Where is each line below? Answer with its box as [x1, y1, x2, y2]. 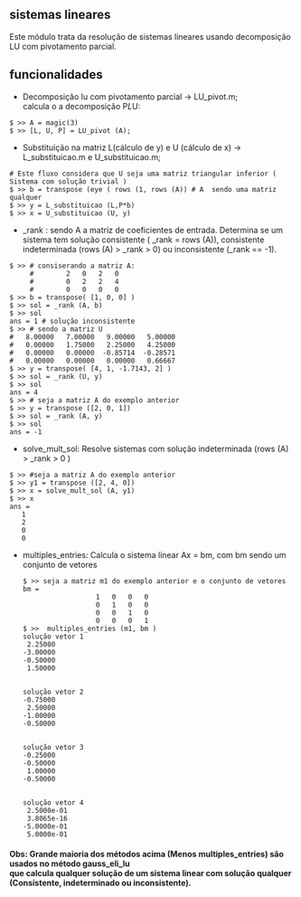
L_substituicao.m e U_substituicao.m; [22, 151, 161, 162]
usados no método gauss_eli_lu [9, 858, 130, 869]
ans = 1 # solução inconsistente [9, 316, 136, 326]
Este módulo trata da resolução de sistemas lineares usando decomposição [9, 31, 291, 42]
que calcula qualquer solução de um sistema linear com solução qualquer [9, 868, 292, 879]
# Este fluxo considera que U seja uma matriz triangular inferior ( [9, 169, 277, 178]
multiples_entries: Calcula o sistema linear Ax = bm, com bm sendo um [22, 549, 287, 560]
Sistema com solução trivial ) [9, 176, 127, 186]
